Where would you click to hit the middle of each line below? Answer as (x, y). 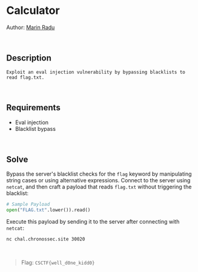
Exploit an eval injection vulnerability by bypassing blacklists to (96, 72)
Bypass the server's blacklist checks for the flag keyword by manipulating (99, 174)
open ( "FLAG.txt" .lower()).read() (48, 210)
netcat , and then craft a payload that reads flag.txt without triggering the (99, 187)
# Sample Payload (28, 204)
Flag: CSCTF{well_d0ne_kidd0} (58, 262)
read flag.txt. (25, 77)
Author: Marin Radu (31, 27)
